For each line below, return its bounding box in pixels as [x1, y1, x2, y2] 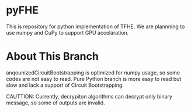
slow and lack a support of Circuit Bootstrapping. [6, 82, 124, 89]
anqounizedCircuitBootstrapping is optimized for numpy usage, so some [6, 69, 180, 76]
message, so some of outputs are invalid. [6, 99, 105, 106]
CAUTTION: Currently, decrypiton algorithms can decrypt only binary [6, 93, 172, 100]
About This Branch [6, 50, 99, 63]
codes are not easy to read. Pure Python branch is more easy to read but [6, 75, 182, 82]
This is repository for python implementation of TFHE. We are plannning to [6, 23, 185, 30]
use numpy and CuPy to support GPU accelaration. [6, 29, 129, 36]
